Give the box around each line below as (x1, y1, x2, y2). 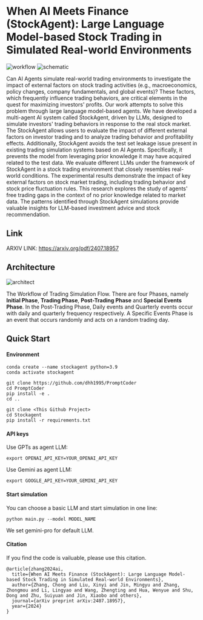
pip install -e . (6, 391, 50, 397)
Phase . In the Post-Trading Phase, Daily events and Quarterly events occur (6, 303, 193, 310)
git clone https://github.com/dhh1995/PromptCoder (6, 380, 137, 386)
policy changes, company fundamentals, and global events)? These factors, (6, 88, 196, 95)
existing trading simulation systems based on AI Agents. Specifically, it (6, 146, 183, 153)
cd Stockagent (6, 412, 42, 418)
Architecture (6, 262, 56, 273)
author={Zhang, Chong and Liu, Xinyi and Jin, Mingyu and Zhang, (12, 582, 181, 588)
